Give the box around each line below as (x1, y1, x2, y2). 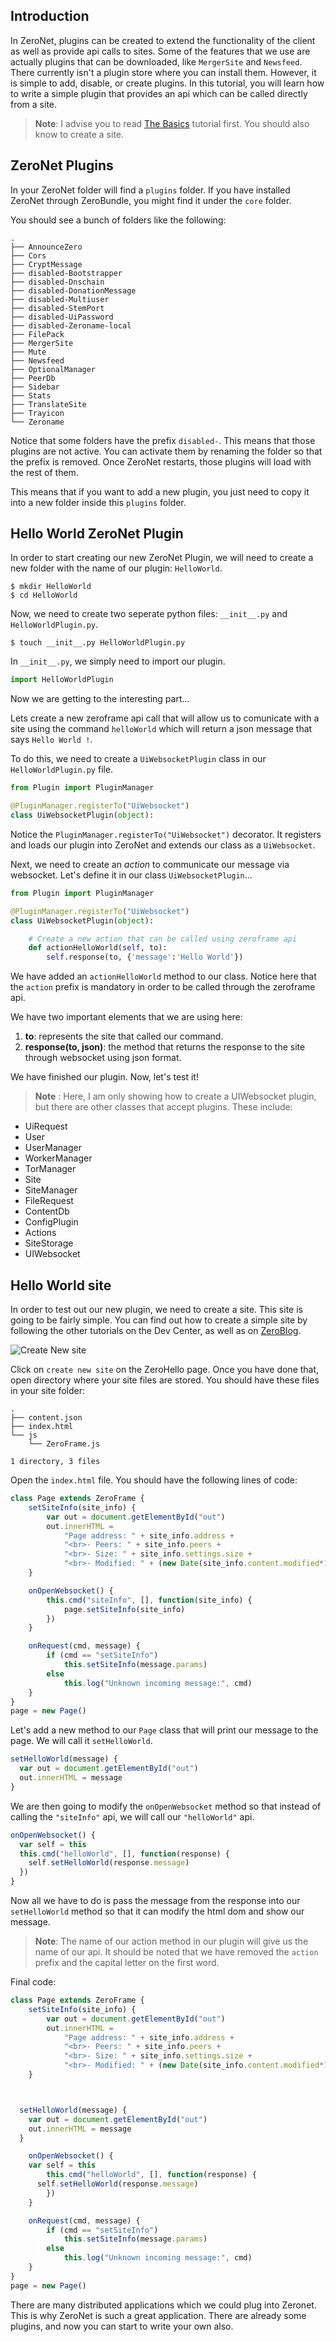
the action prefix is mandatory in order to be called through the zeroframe (10, 981, 316, 993)
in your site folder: (10, 1385, 85, 1396)
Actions (24, 1227, 57, 1239)
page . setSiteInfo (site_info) (63, 1604, 186, 1614)
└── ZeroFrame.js (28, 1439, 101, 1449)
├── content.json (10, 1413, 83, 1423)
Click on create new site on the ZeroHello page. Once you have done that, (10, 1364, 320, 1375)
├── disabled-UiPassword (10, 312, 114, 322)
